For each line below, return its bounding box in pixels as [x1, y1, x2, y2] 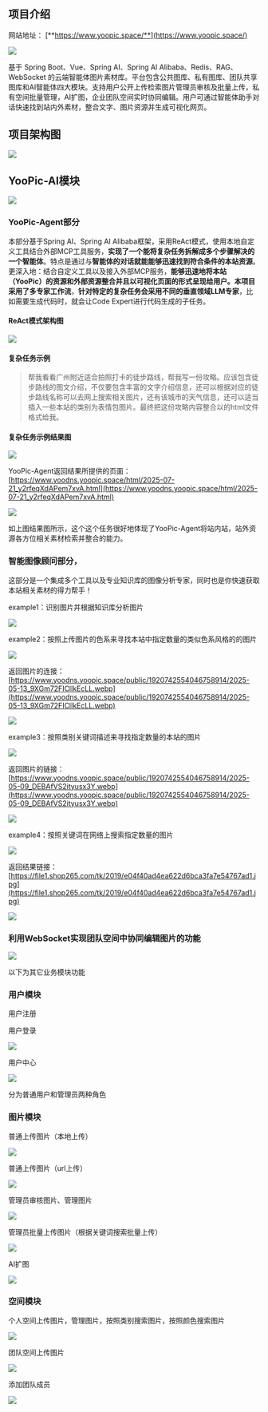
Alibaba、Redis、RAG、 [159, 62, 238, 72]
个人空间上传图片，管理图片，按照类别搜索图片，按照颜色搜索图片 [8, 1315, 225, 1325]
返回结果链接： [8, 862, 57, 871]
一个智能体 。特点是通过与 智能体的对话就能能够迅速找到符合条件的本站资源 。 [8, 256, 260, 266]
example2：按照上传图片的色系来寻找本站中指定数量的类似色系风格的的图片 [8, 634, 258, 644]
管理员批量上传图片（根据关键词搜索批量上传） [8, 1227, 162, 1236]
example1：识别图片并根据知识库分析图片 [8, 602, 144, 612]
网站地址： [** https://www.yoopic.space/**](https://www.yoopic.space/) [8, 30, 248, 40]
